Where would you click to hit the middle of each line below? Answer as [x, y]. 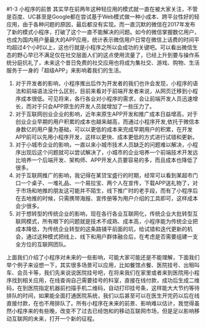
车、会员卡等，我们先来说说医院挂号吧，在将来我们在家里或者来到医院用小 [100, 273]
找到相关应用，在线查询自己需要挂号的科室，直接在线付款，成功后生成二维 [105, 280]
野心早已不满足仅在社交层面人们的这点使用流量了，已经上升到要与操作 [105, 55]
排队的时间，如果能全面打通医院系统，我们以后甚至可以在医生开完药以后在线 [103, 296]
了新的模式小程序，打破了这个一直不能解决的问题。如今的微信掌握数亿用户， [103, 32]
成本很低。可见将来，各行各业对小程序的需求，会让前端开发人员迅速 [107, 99]
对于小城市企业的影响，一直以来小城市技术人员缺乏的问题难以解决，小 [104, 145]
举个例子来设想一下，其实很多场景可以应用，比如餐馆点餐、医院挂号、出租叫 [103, 265]
